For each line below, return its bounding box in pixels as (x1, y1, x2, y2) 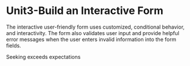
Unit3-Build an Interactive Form (6, 4, 163, 18)
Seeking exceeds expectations (6, 53, 81, 60)
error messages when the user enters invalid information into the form (6, 36, 176, 43)
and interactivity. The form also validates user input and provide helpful (6, 29, 180, 36)
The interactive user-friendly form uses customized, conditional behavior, (6, 23, 185, 30)
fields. (6, 42, 22, 49)
